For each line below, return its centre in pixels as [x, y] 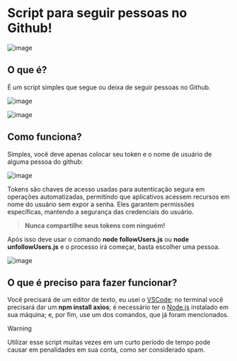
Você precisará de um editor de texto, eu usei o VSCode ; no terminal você [115, 300]
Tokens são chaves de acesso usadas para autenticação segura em [106, 189]
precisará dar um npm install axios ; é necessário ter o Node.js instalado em [118, 307]
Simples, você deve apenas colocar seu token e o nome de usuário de [110, 154]
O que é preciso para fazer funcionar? [92, 283]
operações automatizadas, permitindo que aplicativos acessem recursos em [118, 196]
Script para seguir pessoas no [97, 13]
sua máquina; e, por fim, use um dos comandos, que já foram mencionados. [118, 315]
